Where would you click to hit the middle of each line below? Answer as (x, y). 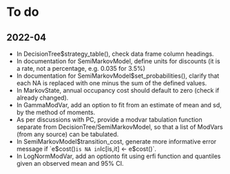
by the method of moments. (56, 112)
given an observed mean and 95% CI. (70, 163)
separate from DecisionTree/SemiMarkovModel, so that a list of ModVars (119, 127)
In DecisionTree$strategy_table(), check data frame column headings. (115, 54)
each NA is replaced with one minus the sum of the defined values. (112, 83)
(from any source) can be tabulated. (67, 134)
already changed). (42, 98)
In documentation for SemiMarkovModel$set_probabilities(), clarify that (118, 76)
